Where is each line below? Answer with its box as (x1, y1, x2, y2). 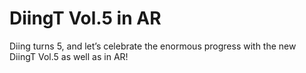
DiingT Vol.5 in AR (9, 7, 162, 30)
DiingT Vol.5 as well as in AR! (9, 50, 129, 62)
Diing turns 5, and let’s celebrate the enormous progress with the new (9, 40, 297, 52)
